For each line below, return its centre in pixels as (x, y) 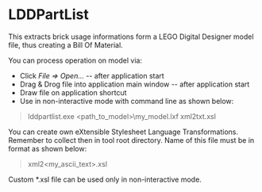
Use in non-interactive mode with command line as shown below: (127, 101)
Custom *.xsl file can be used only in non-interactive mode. (105, 179)
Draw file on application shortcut (73, 92)
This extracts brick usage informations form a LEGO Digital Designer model (131, 36)
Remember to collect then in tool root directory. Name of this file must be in (131, 140)
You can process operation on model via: (75, 60)
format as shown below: (48, 148)
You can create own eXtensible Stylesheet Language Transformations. (123, 132)
